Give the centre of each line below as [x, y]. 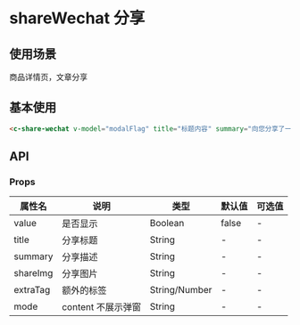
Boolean [167, 223]
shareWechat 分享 [77, 18]
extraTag [32, 290]
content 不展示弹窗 [101, 307]
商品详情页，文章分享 [48, 77]
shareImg [33, 273]
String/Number [181, 290]
